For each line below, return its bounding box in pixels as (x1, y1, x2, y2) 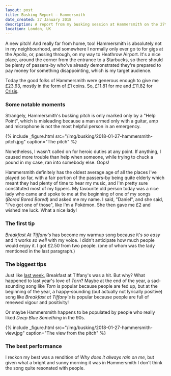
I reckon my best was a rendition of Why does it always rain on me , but (5, 354, 154, 360)
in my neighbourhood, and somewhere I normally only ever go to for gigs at (5, 46, 163, 52)
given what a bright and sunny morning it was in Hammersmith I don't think (5, 360, 163, 366)
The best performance (5, 342, 62, 349)
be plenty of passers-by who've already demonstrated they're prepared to (5, 62, 161, 68)
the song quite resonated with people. (5, 365, 85, 371)
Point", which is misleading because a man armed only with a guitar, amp (5, 118, 159, 124)
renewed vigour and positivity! (5, 299, 69, 306)
